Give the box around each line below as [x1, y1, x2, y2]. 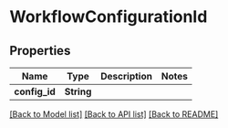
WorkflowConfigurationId [9, 6, 208, 27]
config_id [14, 85, 57, 98]
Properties [9, 43, 71, 59]
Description [99, 70, 153, 82]
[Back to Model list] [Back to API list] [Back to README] [9, 109, 219, 120]
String [64, 85, 92, 98]
